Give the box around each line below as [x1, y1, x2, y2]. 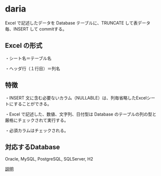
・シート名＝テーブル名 [5, 55, 52, 61]
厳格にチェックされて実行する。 [5, 117, 69, 123]
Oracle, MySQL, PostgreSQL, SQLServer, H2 [5, 156, 93, 162]
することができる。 [14, 101, 52, 107]
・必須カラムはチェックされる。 [5, 127, 69, 133]
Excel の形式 [5, 42, 43, 50]
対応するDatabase [5, 143, 60, 151]
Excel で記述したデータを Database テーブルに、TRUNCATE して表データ [5, 20, 151, 26]
